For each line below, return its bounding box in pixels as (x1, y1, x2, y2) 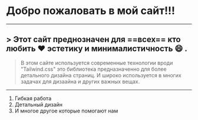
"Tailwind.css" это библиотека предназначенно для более (20, 66, 167, 73)
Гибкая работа (14, 95, 52, 102)
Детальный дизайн (14, 101, 63, 108)
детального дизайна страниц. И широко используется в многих (20, 71, 181, 78)
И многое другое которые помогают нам (14, 107, 118, 114)
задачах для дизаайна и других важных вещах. (20, 78, 140, 85)
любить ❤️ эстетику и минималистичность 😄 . (6, 44, 187, 54)
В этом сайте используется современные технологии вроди (20, 59, 173, 66)
